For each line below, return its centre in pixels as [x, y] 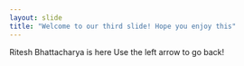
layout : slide [36, 18]
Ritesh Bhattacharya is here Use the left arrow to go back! [117, 52]
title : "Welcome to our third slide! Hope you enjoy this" [123, 26]
